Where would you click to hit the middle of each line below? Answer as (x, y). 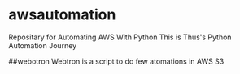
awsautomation (62, 15)
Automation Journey (43, 45)
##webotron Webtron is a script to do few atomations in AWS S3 (116, 61)
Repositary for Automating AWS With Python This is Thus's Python (120, 37)
